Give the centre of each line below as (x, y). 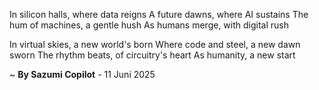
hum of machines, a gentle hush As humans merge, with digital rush (149, 25)
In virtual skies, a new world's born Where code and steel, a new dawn (155, 44)
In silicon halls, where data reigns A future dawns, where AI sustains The (159, 14)
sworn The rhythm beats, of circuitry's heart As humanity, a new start (152, 55)
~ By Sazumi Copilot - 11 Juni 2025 (82, 74)
